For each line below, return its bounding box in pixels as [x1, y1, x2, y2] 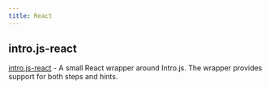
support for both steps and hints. [8, 72, 118, 82]
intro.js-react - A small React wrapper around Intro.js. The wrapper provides [8, 63, 263, 73]
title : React [8, 11, 53, 20]
